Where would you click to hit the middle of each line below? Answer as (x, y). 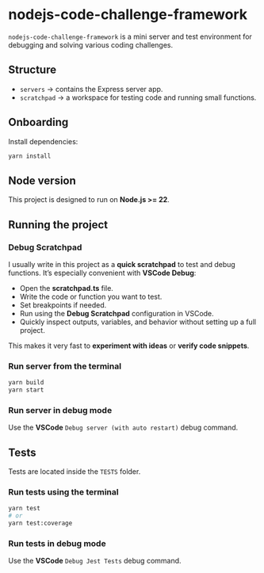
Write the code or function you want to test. (91, 296)
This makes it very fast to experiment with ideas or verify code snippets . (129, 346)
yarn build (26, 383)
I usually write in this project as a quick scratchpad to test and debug (122, 264)
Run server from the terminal (65, 366)
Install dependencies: (43, 141)
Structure (33, 70)
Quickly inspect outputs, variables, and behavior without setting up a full (138, 322)
